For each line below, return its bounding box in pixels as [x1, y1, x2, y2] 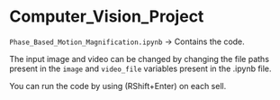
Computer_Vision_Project [9, 6, 204, 27]
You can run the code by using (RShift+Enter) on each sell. [9, 80, 227, 91]
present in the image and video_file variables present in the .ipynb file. [9, 63, 272, 74]
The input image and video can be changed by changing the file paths [9, 53, 270, 64]
